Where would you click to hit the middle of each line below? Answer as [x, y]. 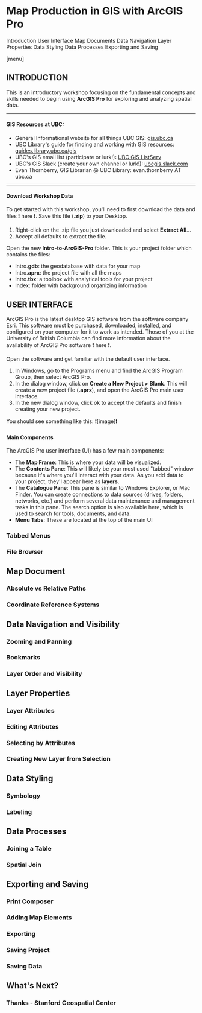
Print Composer [30, 901]
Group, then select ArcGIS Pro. [53, 377]
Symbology [23, 796]
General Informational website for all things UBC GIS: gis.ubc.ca [94, 138]
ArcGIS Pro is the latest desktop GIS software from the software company [97, 319]
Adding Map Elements [39, 918]
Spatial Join [24, 865]
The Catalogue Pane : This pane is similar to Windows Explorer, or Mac [103, 488]
